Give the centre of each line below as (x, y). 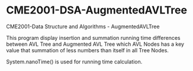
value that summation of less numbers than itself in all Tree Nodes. (87, 50)
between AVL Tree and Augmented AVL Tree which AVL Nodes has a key (95, 44)
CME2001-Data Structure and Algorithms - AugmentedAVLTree (83, 26)
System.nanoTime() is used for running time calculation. (74, 62)
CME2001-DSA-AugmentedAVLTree (97, 10)
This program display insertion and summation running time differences (93, 38)
